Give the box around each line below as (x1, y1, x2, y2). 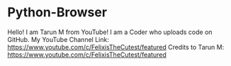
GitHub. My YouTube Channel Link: (7, 35, 110, 43)
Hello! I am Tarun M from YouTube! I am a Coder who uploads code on (7, 28, 213, 36)
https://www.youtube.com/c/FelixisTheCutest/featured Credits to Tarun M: (7, 43, 225, 51)
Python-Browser (7, 4, 108, 21)
